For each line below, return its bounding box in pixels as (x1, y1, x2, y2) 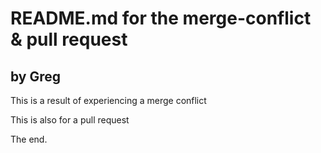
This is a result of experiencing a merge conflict (10, 95, 207, 106)
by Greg (10, 68, 62, 85)
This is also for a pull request (10, 114, 130, 126)
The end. (10, 133, 48, 145)
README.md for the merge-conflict (10, 7, 312, 30)
